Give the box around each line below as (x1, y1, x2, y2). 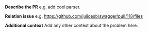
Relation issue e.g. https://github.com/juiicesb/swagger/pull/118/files (5, 13, 143, 19)
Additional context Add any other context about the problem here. (5, 22, 138, 28)
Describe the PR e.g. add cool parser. (5, 4, 81, 10)
